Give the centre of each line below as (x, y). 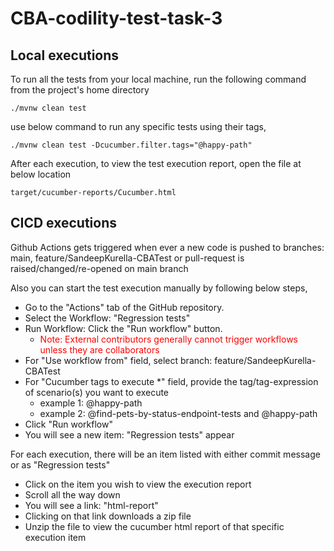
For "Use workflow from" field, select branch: (118, 360)
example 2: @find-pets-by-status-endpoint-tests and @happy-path (178, 413)
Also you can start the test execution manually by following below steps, (159, 288)
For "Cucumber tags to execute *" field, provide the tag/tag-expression (171, 381)
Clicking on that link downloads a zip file (108, 516)
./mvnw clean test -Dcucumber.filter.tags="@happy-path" (131, 145)
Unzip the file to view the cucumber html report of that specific (154, 526)
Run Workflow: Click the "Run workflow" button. (123, 328)
